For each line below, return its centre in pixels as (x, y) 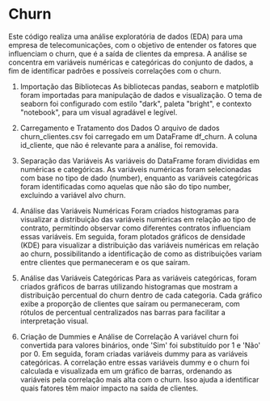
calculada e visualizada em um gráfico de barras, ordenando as (126, 371)
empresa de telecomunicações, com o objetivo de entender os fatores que (133, 44)
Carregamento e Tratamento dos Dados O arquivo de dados (120, 128)
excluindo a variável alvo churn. (73, 195)
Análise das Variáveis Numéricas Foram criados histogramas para (129, 210)
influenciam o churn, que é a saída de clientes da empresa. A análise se (128, 53)
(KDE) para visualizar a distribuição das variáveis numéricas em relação (139, 245)
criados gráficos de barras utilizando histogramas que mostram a (129, 286)
